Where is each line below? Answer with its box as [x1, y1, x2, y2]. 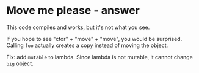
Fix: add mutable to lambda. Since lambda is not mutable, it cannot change [6, 53, 194, 60]
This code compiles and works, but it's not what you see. [6, 24, 150, 31]
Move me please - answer [6, 4, 140, 17]
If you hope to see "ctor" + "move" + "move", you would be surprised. [6, 35, 183, 42]
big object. [6, 60, 34, 67]
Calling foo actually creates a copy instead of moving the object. [6, 42, 168, 49]
